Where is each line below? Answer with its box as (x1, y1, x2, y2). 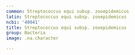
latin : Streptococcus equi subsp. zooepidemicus (6, 14, 127, 20)
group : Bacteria (6, 30, 46, 36)
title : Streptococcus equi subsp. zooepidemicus (6, 24, 127, 31)
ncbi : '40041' (6, 19, 41, 25)
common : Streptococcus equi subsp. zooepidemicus (6, 8, 130, 14)
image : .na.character (6, 35, 59, 41)
